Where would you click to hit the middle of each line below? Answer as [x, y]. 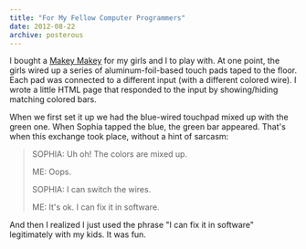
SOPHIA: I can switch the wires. [91, 190]
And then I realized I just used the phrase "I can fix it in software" [132, 225]
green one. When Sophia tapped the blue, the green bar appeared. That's [148, 127]
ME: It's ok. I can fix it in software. [95, 207]
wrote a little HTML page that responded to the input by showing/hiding [144, 90]
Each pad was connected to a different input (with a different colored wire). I [153, 80]
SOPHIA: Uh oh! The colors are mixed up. [110, 154]
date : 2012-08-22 [42, 26]
